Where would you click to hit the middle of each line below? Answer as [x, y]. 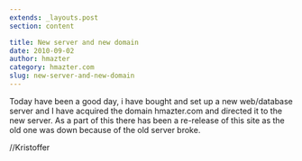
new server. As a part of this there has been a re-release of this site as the [147, 120]
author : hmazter [40, 59]
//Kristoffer [30, 147]
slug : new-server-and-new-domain [72, 76]
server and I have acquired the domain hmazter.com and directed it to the [146, 111]
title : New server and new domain [74, 42]
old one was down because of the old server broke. [105, 130]
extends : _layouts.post [54, 18]
